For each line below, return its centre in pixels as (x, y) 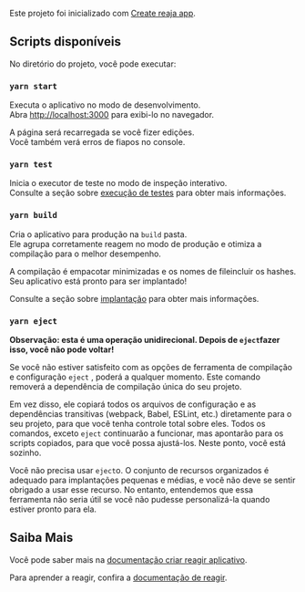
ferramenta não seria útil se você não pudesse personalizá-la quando (140, 499)
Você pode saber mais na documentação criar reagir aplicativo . (128, 559)
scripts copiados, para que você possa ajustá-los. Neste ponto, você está (148, 443)
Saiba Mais (41, 538)
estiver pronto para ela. (53, 509)
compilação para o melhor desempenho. (86, 254)
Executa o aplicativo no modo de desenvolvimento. (105, 105)
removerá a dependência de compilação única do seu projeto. (126, 386)
